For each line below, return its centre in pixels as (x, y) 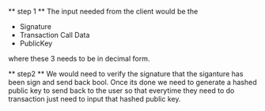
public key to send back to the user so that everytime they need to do (121, 91)
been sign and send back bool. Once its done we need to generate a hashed (132, 82)
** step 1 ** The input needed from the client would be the (103, 11)
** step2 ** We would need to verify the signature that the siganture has (126, 74)
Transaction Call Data (55, 35)
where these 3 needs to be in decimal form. (79, 59)
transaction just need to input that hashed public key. (95, 99)
